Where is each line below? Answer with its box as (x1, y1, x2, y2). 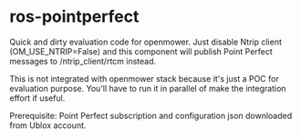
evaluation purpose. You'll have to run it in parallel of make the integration (9, 83, 286, 94)
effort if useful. (9, 93, 66, 103)
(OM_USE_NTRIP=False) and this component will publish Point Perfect (9, 45, 274, 56)
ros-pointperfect (9, 6, 140, 27)
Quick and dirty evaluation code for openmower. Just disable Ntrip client (9, 36, 283, 47)
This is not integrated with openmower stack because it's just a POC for (9, 73, 280, 84)
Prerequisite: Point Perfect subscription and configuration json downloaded (9, 110, 293, 121)
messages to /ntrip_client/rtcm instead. (9, 55, 157, 66)
